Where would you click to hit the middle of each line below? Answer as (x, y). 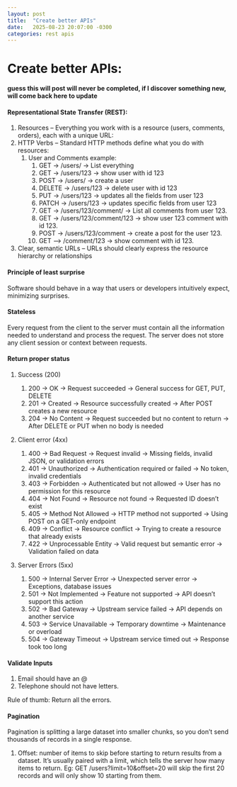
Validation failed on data (63, 551)
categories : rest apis (41, 34)
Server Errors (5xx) (46, 565)
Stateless (22, 312)
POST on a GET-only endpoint (72, 521)
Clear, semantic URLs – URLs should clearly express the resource (113, 248)
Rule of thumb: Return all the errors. (59, 700)
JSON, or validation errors (66, 461)
